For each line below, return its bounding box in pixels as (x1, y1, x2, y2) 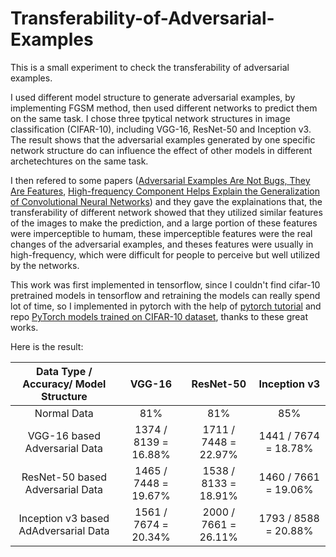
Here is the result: (10, 340, 84, 352)
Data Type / (35, 364, 93, 378)
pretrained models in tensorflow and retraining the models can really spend (10, 289, 321, 301)
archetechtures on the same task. (10, 155, 149, 167)
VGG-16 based (27, 428, 101, 442)
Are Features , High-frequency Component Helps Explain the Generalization (10, 185, 320, 197)
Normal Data (34, 406, 94, 420)
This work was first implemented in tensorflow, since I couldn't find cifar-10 (10, 278, 321, 291)
